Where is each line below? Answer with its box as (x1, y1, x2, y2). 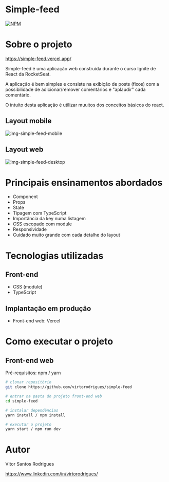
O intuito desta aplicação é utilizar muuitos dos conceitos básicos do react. (5, 102, 164, 108)
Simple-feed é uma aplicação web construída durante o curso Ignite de (5, 65, 156, 71)
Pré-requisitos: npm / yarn (5, 370, 61, 376)
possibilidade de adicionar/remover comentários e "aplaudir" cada (5, 86, 146, 92)
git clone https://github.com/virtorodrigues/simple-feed (5, 384, 132, 390)
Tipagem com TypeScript (12, 210, 67, 216)
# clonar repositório (5, 380, 52, 385)
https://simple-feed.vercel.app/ (5, 55, 72, 62)
